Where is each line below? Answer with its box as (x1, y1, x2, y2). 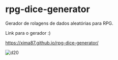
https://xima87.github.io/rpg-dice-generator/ (5, 39, 99, 46)
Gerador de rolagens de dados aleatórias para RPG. (5, 20, 113, 26)
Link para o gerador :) (5, 30, 51, 36)
